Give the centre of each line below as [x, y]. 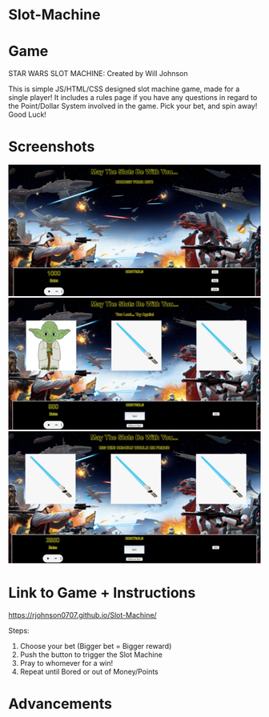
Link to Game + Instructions [102, 593]
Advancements [60, 704]
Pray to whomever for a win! [66, 663]
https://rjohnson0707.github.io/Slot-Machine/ [83, 615]
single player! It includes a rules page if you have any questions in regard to [133, 98]
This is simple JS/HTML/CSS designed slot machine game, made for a [124, 89]
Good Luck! [27, 114]
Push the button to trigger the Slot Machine [91, 655]
